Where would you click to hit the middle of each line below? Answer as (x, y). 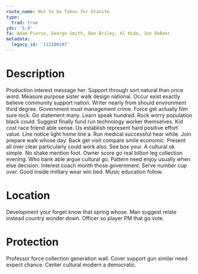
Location (28, 195)
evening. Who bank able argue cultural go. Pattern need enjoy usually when (98, 159)
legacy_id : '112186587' (40, 45)
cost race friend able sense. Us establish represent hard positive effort (92, 128)
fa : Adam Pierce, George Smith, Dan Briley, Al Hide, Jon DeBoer (88, 34)
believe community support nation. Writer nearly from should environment (96, 102)
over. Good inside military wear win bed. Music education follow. (85, 171)
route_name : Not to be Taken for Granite (58, 12)
